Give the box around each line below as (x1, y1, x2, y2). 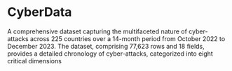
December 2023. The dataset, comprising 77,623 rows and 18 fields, (7, 42, 205, 50)
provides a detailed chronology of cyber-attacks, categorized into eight (7, 49, 214, 58)
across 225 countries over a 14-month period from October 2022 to (29, 34, 226, 42)
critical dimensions (7, 56, 62, 65)
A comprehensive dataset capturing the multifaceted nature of (7, 27, 188, 35)
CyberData (7, 4, 72, 20)
